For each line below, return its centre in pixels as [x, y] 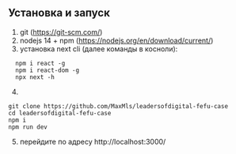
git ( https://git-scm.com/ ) [61, 32]
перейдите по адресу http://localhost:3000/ [93, 141]
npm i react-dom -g [48, 70]
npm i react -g [40, 63]
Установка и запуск [59, 13]
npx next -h [35, 77]
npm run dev [28, 127]
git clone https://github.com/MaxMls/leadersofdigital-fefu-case [118, 106]
